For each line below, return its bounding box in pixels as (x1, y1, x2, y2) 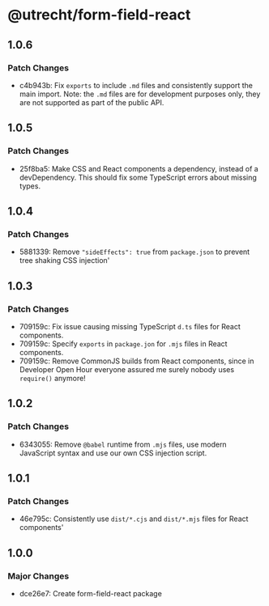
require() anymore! (19, 373, 86, 383)
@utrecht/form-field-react (7, 6, 191, 24)
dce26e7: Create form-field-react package (19, 589, 163, 598)
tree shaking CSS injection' (19, 256, 110, 265)
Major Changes (7, 570, 70, 582)
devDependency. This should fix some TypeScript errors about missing (19, 172, 257, 182)
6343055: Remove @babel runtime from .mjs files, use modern (19, 439, 228, 449)
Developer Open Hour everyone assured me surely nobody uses (19, 364, 235, 374)
